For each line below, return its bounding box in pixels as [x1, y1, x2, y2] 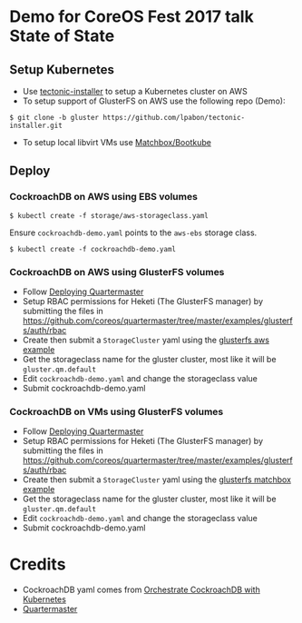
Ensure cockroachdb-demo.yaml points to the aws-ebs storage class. [9, 227, 258, 238]
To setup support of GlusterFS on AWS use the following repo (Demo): [22, 95, 286, 106]
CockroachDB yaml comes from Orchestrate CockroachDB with [22, 584, 260, 596]
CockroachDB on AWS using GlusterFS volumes [9, 265, 225, 278]
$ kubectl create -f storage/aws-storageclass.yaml [9, 211, 209, 220]
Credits [9, 554, 66, 575]
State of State [9, 25, 115, 46]
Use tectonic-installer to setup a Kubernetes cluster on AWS [22, 86, 248, 96]
